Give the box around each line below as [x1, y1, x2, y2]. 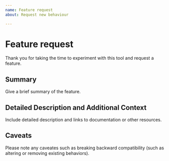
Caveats [5, 131, 32, 140]
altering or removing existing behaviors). [5, 150, 90, 156]
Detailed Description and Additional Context [5, 103, 147, 112]
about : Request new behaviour [5, 12, 69, 17]
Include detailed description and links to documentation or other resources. [5, 117, 162, 123]
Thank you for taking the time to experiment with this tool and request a [5, 55, 154, 61]
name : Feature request [5, 7, 53, 13]
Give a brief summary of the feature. [5, 89, 81, 95]
